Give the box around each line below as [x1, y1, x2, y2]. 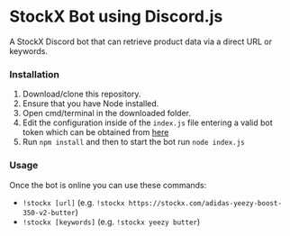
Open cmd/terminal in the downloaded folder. [22, 108, 192, 119]
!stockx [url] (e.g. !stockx [22, 196, 125, 208]
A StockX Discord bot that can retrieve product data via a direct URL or [9, 36, 273, 47]
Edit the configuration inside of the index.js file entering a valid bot [22, 117, 273, 128]
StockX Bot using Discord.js [9, 6, 223, 27]
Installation [9, 68, 60, 80]
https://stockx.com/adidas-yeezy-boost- [128, 198, 282, 208]
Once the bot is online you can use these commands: [9, 179, 207, 190]
